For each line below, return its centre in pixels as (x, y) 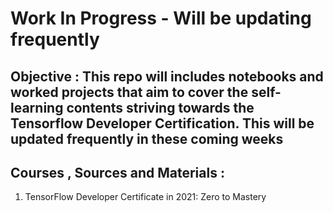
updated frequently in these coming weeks (147, 138)
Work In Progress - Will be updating (161, 18)
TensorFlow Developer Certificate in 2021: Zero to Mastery (145, 197)
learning (37, 107)
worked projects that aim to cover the (129, 92)
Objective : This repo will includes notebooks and (167, 76)
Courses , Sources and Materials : (117, 172)
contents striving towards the (160, 107)
